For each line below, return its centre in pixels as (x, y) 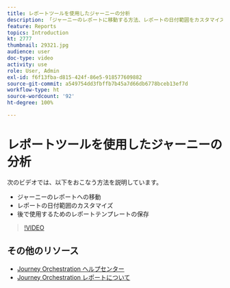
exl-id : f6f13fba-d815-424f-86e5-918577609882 (75, 77)
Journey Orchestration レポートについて (74, 277)
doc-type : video (30, 58)
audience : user (29, 52)
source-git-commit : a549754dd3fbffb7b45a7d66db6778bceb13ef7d (98, 84)
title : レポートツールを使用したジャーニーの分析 (69, 13)
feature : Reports (32, 26)
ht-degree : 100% (30, 103)
